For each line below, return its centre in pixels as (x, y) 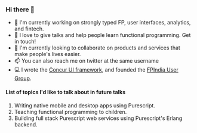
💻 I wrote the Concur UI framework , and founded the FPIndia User (96, 70)
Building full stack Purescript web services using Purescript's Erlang (98, 118)
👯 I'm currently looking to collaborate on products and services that (97, 48)
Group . (23, 78)
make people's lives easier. (47, 54)
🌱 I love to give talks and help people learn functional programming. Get (102, 35)
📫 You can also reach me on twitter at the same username (87, 61)
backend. (26, 124)
